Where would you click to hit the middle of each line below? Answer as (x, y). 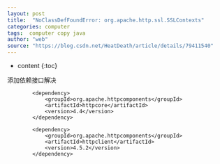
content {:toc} (37, 66)
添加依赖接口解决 (32, 80)
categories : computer (39, 26)
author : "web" (28, 40)
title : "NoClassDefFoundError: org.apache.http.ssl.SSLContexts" (106, 20)
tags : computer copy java (46, 33)
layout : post (26, 14)
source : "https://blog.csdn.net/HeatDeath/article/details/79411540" (111, 46)
